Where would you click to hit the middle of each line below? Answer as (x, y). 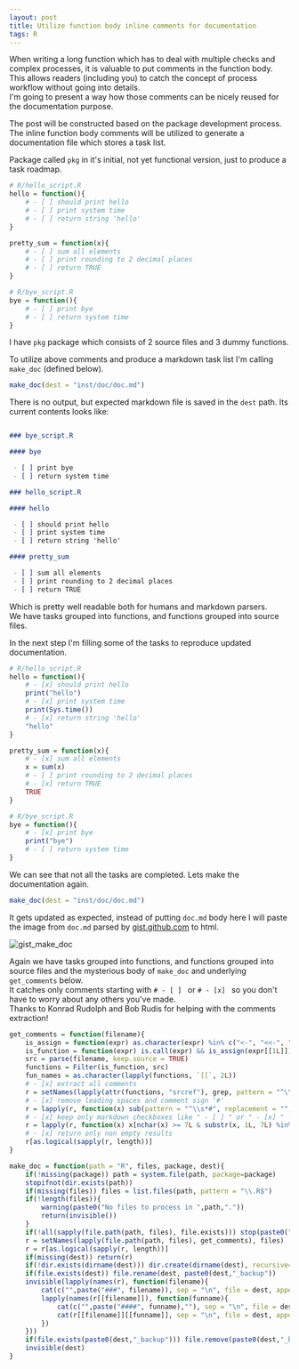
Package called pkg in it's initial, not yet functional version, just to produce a (148, 160)
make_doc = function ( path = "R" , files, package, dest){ (117, 1166)
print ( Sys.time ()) (59, 710)
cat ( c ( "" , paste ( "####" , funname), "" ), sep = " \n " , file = (166, 1307)
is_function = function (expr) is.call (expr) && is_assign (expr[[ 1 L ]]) (159, 1051)
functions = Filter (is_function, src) (97, 1067)
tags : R (24, 34)
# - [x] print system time (75, 702)
